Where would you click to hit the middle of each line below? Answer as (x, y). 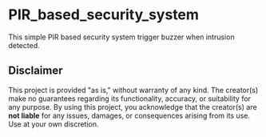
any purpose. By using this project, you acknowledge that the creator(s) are (133, 107)
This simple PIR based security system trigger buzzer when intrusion (121, 37)
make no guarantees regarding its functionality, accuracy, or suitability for (130, 99)
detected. (24, 45)
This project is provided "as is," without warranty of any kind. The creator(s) (133, 90)
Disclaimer (36, 71)
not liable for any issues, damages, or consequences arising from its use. (129, 115)
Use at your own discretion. (54, 124)
